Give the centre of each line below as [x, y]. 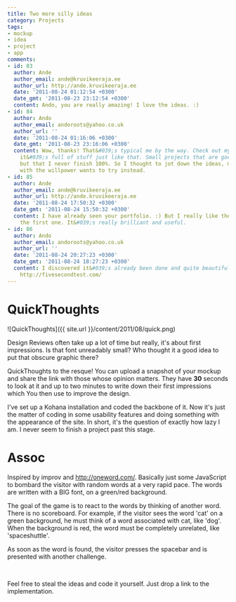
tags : [15, 27]
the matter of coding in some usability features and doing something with [113, 414]
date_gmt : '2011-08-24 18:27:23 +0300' [72, 262]
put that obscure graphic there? [53, 357]
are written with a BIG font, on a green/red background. [87, 492]
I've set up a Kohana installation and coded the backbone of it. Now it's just [117, 407]
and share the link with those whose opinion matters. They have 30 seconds [118, 378]
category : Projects [36, 20]
